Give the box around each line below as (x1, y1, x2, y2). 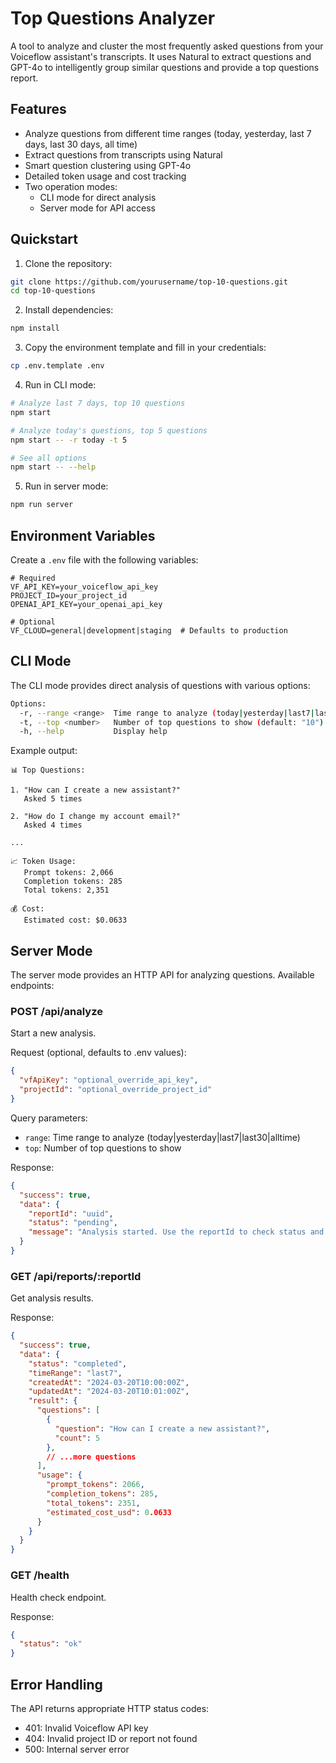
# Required (10, 573, 56, 583)
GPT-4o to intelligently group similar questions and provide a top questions (10, 61, 320, 73)
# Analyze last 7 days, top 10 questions (10, 398, 186, 409)
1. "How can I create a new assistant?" (10, 785, 182, 796)
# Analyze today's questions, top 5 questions (10, 425, 208, 436)
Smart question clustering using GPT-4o (24, 159, 192, 171)
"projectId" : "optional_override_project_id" (19, 1085, 213, 1095)
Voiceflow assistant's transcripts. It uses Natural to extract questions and (10, 50, 312, 62)
